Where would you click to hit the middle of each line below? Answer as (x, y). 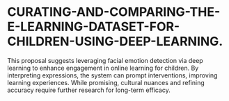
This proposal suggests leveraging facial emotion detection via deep (105, 60)
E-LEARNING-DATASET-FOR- (94, 27)
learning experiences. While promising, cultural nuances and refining (106, 82)
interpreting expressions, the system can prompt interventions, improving (112, 75)
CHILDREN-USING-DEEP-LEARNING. (115, 42)
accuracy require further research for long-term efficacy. (89, 90)
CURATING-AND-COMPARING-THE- (114, 12)
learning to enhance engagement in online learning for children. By (103, 68)
